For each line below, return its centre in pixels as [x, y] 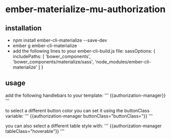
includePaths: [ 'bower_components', [52, 56]
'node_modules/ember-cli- [123, 62]
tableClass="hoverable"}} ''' [35, 131]
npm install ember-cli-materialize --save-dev [60, 40]
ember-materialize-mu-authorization [86, 9]
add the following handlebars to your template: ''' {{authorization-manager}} [86, 95]
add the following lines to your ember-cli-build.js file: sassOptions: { [84, 51]
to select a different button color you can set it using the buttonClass [77, 111]
